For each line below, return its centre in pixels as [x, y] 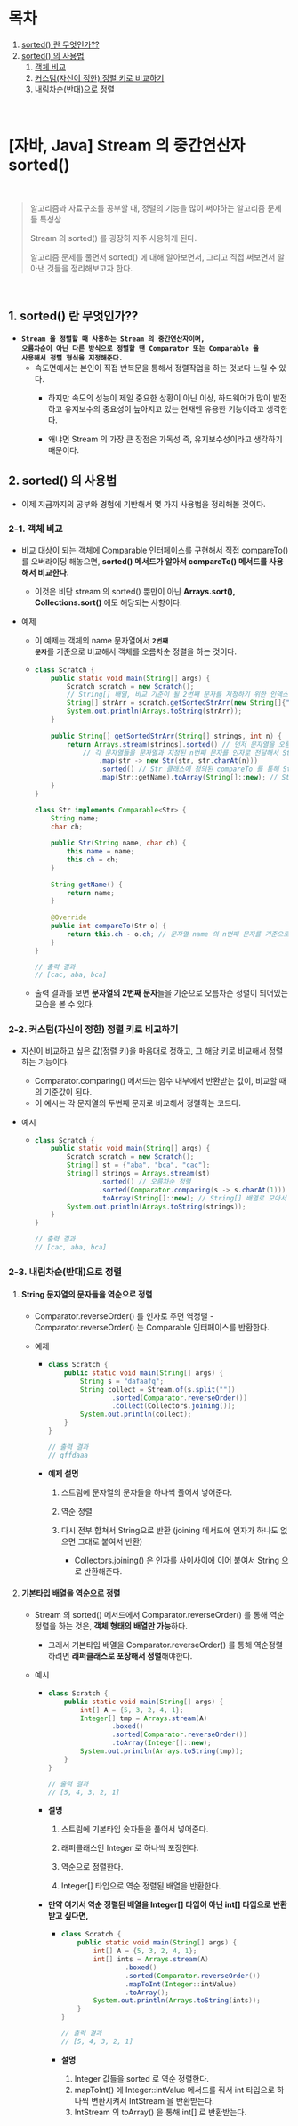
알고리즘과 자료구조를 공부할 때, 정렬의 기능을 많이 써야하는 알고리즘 [148, 208]
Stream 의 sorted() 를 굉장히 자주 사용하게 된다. [113, 238]
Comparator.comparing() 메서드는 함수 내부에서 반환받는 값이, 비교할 [156, 1080]
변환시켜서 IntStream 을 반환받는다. [153, 2100]
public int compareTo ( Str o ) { [109, 926]
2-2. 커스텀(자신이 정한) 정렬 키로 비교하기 [93, 1030]
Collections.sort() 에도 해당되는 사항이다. [109, 602]
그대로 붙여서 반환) [110, 1541]
